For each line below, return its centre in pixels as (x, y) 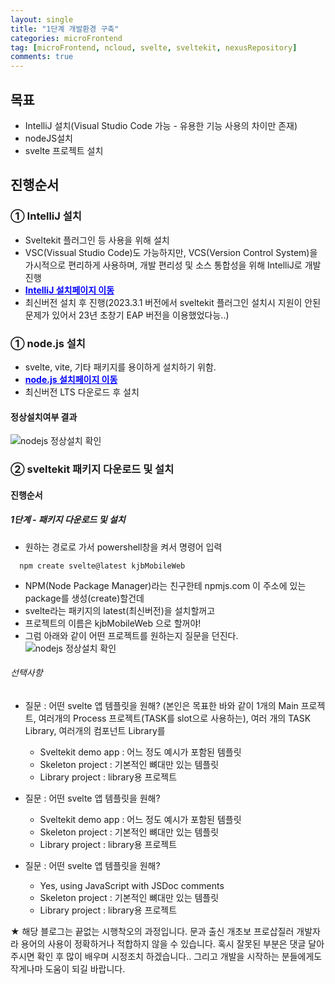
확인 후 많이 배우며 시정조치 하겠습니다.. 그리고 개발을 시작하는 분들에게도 (179, 956)
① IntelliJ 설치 (46, 216)
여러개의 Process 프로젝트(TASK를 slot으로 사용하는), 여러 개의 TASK (175, 718)
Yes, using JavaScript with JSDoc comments (132, 885)
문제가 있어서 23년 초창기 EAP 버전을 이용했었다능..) (127, 315)
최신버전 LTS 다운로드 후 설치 (82, 392)
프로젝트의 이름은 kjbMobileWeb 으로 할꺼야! (113, 623)
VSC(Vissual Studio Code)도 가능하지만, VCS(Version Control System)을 (171, 252)
